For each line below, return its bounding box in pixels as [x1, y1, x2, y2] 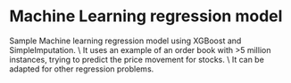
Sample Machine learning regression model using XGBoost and [9, 35, 242, 46]
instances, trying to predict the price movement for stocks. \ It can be [9, 54, 265, 64]
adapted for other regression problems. [9, 64, 154, 74]
